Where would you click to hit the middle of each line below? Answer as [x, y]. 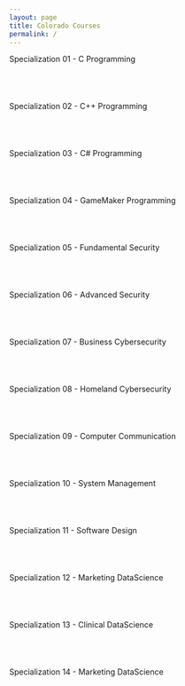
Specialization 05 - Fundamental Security [85, 248]
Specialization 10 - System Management [83, 484]
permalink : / [33, 34]
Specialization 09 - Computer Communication [93, 437]
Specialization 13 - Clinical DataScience [81, 625]
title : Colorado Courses [55, 26]
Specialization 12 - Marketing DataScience [86, 578]
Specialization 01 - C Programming [72, 59]
